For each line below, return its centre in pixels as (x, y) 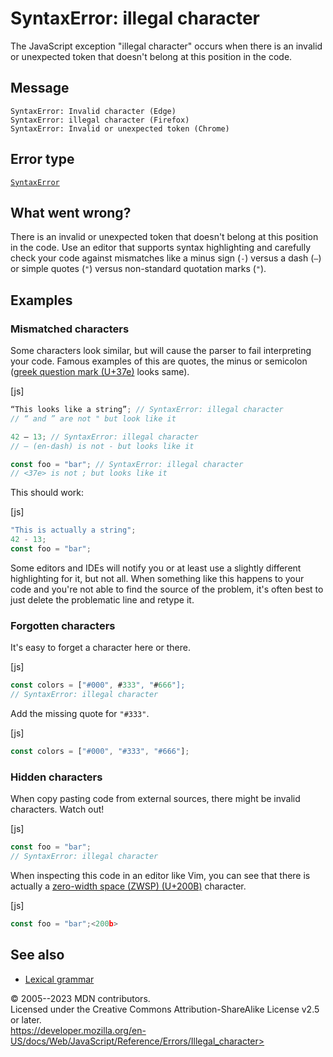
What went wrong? (71, 212)
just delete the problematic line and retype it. (102, 599)
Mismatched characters (70, 329)
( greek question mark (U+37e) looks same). (100, 372)
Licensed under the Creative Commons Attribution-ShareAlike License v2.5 (165, 1009)
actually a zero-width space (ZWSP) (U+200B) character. (128, 886)
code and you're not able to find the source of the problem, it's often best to (167, 589)
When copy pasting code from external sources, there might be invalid (155, 799)
